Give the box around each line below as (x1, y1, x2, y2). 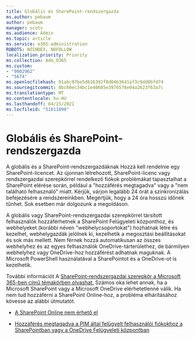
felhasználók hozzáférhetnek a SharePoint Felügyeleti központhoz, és (6, 218, 175, 225)
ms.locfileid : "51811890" (6, 106, 69, 112)
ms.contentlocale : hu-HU (6, 95, 67, 101)
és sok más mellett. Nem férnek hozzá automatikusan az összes (6, 237, 161, 244)
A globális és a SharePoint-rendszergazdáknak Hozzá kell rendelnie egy (6, 163, 180, 170)
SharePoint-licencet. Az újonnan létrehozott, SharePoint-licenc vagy (6, 169, 171, 177)
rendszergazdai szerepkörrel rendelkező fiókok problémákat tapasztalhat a (6, 176, 187, 183)
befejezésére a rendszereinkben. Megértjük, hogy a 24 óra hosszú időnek (6, 194, 184, 202)
